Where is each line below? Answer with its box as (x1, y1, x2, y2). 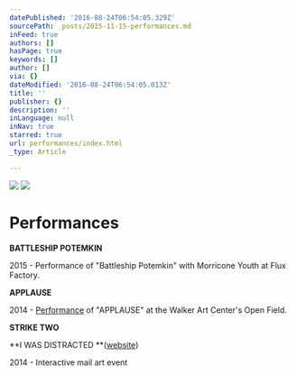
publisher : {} (9, 96, 63, 106)
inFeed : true (9, 30, 59, 39)
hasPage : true (9, 47, 63, 56)
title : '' (9, 88, 47, 97)
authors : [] (9, 38, 54, 48)
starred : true (9, 131, 63, 140)
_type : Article (9, 147, 67, 156)
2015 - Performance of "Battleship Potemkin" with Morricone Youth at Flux (9, 260, 287, 270)
